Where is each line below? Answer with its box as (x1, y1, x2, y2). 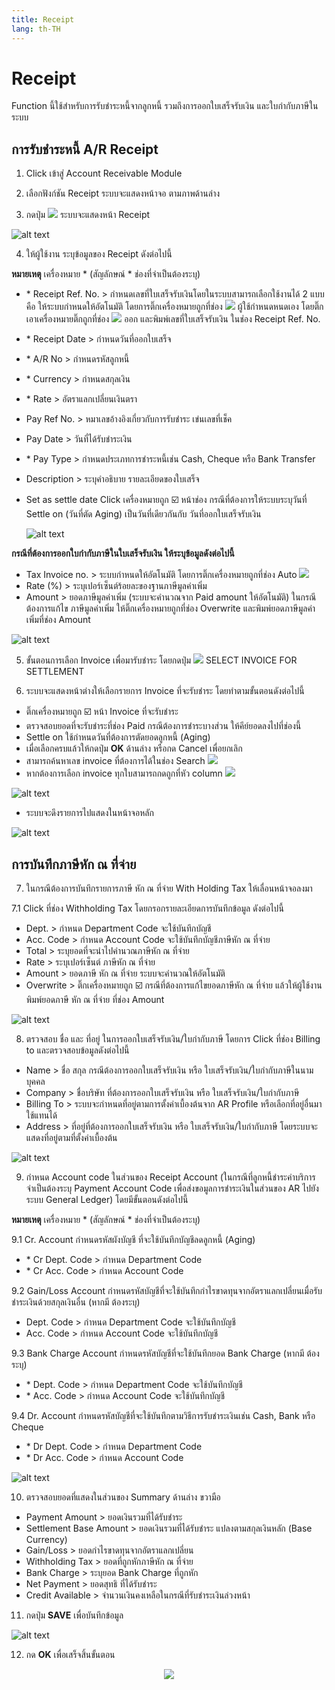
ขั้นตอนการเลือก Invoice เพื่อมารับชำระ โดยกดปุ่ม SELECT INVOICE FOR (25, 654, 298, 666)
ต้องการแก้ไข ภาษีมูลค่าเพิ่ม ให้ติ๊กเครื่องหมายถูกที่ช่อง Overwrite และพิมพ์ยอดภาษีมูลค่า (25, 602, 316, 615)
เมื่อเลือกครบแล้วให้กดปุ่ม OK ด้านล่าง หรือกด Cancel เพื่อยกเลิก (25, 742, 243, 755)
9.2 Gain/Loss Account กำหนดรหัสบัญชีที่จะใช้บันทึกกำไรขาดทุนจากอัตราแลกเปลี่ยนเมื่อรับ (11, 1285, 323, 1297)
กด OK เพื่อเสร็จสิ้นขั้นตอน (25, 1649, 116, 1661)
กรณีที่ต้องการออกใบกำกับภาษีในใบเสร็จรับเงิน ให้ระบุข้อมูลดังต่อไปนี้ (11, 547, 235, 560)
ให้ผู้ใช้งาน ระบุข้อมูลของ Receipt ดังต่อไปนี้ (25, 248, 173, 260)
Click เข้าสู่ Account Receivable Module (25, 167, 183, 180)
